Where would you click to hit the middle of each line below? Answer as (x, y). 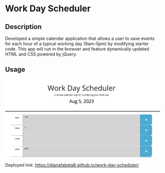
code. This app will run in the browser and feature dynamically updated (77, 49)
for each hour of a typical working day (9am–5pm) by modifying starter (77, 44)
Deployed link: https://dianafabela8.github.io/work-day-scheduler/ (72, 165)
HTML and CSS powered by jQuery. (41, 54)
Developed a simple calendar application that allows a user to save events (80, 38)
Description (23, 27)
